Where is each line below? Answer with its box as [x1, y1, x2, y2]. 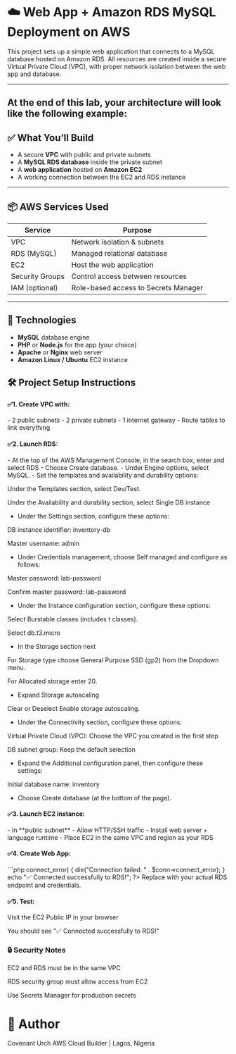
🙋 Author [7, 1016, 60, 1031]
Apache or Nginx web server [17, 348, 103, 356]
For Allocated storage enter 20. [7, 676, 98, 686]
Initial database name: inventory [7, 780, 100, 788]
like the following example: [7, 108, 128, 120]
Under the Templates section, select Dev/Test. [7, 484, 141, 492]
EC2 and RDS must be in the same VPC [7, 964, 121, 972]
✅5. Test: [7, 897, 35, 905]
